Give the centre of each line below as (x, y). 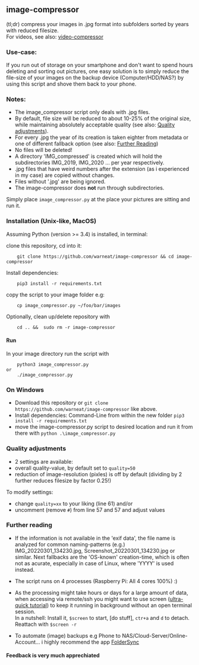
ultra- (176, 598)
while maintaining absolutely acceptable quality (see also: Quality (95, 125)
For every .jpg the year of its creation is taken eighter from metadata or (102, 137)
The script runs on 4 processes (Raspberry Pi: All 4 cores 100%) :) (96, 581)
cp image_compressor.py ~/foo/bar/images (69, 305)
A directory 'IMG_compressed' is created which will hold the (88, 156)
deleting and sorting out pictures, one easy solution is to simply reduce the (97, 71)
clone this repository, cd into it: (44, 245)
